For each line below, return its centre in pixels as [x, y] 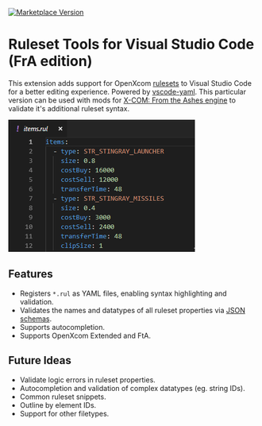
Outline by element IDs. [58, 405]
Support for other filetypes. [64, 413]
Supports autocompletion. [62, 327]
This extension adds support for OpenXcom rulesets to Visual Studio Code [130, 83]
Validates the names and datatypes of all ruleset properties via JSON [133, 310]
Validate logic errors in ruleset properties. [88, 380]
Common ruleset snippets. [63, 397]
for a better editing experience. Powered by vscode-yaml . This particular [127, 91]
